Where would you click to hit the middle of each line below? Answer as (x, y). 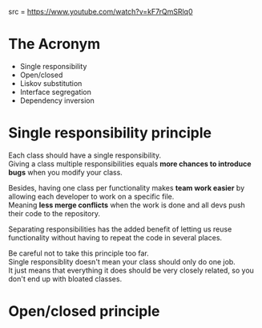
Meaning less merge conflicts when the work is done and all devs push (127, 205)
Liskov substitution (51, 83)
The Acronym (54, 44)
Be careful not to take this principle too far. (79, 253)
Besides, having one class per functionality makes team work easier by (127, 187)
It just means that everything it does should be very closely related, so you (131, 270)
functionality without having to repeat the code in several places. (115, 237)
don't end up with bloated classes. (65, 279)
